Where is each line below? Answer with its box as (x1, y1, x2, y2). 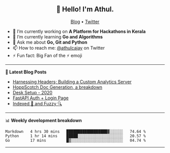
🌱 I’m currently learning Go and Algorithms (12, 33, 103, 40)
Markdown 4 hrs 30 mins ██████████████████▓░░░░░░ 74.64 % (5, 129, 146, 134)
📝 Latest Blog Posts (5, 69, 47, 75)
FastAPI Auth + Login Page (12, 95, 69, 101)
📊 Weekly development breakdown (5, 117, 82, 123)
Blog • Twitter (70, 18, 100, 24)
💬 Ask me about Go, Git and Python (12, 39, 88, 45)
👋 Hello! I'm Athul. (56, 5, 114, 14)
